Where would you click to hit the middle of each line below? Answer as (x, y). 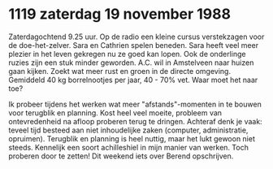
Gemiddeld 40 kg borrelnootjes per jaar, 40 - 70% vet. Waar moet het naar (133, 80)
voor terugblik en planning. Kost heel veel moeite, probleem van (115, 113)
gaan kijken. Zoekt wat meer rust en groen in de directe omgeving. (120, 71)
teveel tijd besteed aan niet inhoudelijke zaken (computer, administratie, (128, 130)
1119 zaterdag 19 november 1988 (120, 14)
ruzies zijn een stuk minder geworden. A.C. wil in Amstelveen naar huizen (131, 63)
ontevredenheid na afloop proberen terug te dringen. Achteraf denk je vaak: (135, 121)
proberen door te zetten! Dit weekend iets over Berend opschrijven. (121, 156)
